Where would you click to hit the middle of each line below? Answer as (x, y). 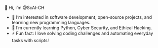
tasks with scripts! (30, 40)
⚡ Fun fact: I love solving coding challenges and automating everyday (82, 33)
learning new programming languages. (51, 23)
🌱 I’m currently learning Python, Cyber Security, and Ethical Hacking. (82, 28)
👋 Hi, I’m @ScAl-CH (25, 8)
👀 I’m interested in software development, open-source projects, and (82, 17)
